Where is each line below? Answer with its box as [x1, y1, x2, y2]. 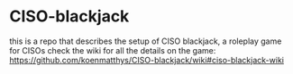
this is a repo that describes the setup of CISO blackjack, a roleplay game [9, 36, 282, 46]
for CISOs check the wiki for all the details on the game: [9, 45, 216, 55]
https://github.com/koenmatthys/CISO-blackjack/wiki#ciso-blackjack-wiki [9, 54, 284, 65]
